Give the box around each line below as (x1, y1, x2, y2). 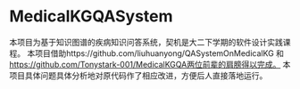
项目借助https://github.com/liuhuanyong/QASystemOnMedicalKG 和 (34, 47, 284, 59)
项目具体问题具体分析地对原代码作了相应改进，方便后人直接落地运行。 (9, 69, 268, 81)
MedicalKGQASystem (9, 6, 173, 27)
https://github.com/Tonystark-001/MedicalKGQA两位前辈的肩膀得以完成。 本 (9, 59, 291, 69)
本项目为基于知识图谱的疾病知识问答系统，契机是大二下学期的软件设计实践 (9, 36, 283, 47)
